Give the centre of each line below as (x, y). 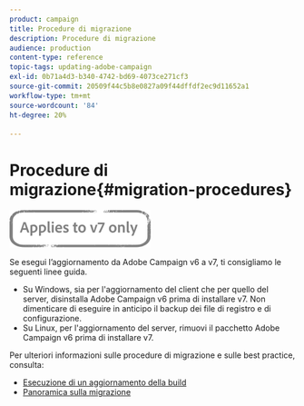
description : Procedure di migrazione (83, 38)
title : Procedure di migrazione (70, 29)
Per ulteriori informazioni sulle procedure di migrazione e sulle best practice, (152, 355)
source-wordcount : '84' (54, 105)
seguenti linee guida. (49, 272)
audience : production (50, 48)
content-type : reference (56, 58)
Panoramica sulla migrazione (77, 392)
